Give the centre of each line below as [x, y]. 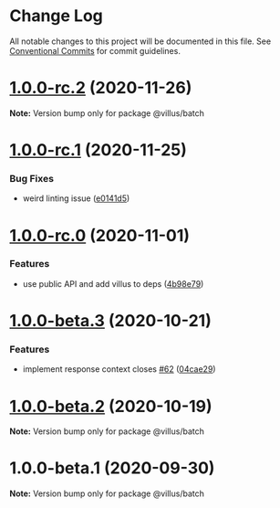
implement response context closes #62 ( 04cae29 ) [119, 369]
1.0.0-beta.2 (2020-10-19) [111, 406]
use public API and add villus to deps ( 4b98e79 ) [113, 283]
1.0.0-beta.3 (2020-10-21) [110, 321]
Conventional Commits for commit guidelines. [95, 50]
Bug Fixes [32, 178]
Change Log [56, 16]
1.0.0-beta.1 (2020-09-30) [112, 468]
